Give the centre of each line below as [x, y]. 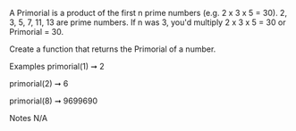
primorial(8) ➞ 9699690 [54, 101]
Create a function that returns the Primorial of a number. [113, 49]
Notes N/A [28, 118]
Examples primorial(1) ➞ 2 [57, 66]
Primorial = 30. [37, 32]
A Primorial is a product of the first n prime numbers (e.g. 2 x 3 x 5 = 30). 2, [148, 13]
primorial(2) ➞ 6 [39, 83]
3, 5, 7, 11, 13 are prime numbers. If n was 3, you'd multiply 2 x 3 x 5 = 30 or [148, 22]
